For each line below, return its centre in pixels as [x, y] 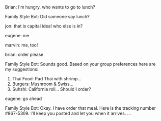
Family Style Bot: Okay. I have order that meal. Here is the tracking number [80, 108]
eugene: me [17, 36]
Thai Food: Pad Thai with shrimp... [47, 79]
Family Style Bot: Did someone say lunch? [47, 16]
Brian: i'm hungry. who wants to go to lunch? [50, 7]
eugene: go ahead [24, 98]
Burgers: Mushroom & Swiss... [43, 84]
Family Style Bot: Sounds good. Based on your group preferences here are [80, 64]
